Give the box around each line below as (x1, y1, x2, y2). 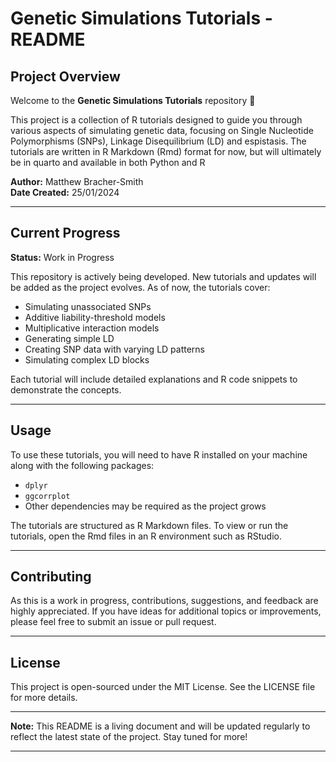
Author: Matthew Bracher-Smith (10, 176, 144, 187)
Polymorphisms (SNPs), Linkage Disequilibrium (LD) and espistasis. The (10, 135, 307, 147)
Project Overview (10, 68, 121, 85)
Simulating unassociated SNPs (24, 300, 152, 312)
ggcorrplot (24, 491, 71, 501)
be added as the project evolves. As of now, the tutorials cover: (10, 281, 271, 293)
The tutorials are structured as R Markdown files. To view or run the (10, 519, 289, 531)
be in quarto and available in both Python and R (10, 157, 206, 168)
